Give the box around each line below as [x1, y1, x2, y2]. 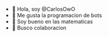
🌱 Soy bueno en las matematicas [11, 18, 93, 25]
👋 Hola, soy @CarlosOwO [11, 6, 76, 12]
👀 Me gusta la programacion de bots [11, 12, 102, 19]
